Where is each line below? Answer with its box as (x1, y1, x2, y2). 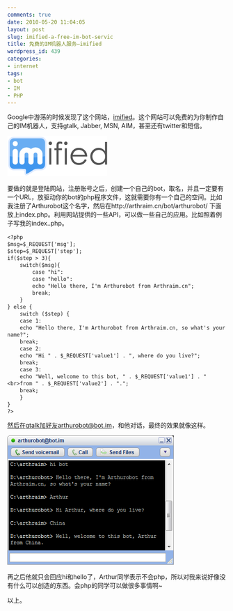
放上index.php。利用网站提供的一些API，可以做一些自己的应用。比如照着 (7, 210, 216, 219)
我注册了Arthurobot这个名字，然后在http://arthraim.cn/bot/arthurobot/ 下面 (7, 202, 222, 210)
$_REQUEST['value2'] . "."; (47, 380, 129, 387)
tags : (7, 70, 23, 77)
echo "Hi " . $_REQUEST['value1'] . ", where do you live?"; (19, 353, 200, 359)
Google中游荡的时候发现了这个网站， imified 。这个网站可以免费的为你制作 (7, 113, 218, 121)
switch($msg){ (19, 262, 61, 269)
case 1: (19, 318, 42, 325)
